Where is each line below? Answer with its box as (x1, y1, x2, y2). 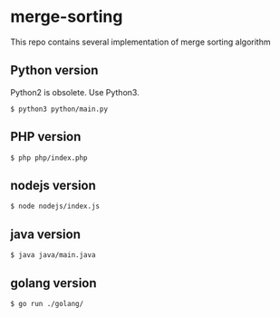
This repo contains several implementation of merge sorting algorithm (10, 36, 271, 47)
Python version (10, 63, 99, 78)
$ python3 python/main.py (10, 104, 108, 114)
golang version (10, 275, 98, 291)
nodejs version (10, 177, 96, 193)
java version (10, 226, 81, 242)
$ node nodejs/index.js (10, 202, 101, 211)
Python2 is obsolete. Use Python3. (10, 86, 140, 97)
